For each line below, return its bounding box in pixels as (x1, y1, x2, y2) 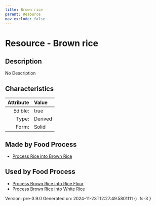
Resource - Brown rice (5, 37, 99, 49)
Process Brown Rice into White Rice (12, 186, 85, 192)
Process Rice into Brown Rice (12, 153, 73, 159)
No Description (5, 70, 36, 76)
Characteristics (5, 84, 54, 93)
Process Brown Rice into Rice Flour (12, 180, 84, 186)
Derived (34, 115, 52, 122)
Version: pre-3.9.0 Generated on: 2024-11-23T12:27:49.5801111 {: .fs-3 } (5, 195, 152, 201)
